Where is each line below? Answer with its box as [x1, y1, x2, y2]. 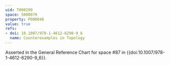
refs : [5, 26, 17, 31]
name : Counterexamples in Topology [10, 36, 85, 41]
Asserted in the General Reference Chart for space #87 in [5, 49, 126, 55]
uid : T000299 [5, 7, 33, 13]
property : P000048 [5, 17, 44, 22]
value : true [5, 21, 30, 27]
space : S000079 [5, 12, 38, 17]
